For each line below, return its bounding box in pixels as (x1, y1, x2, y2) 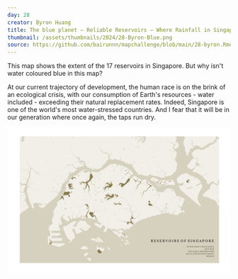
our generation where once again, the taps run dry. (7, 113, 156, 122)
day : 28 (7, 11, 30, 18)
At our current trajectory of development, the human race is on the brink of (7, 83, 226, 91)
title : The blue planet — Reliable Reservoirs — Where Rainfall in (7, 26, 211, 33)
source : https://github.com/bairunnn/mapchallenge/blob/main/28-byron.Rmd (7, 41, 233, 49)
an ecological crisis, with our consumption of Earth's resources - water (7, 91, 215, 99)
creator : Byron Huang (7, 18, 72, 26)
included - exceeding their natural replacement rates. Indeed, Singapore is (7, 98, 225, 106)
